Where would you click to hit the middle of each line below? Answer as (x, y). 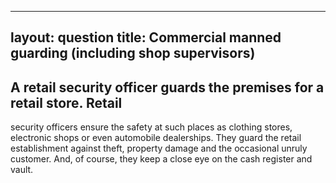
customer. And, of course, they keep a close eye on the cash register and (161, 159)
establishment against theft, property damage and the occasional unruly (159, 148)
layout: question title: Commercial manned (146, 37)
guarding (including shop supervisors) (133, 53)
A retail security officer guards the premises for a (167, 87)
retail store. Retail (66, 102)
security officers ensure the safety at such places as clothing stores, (151, 127)
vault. (22, 170)
